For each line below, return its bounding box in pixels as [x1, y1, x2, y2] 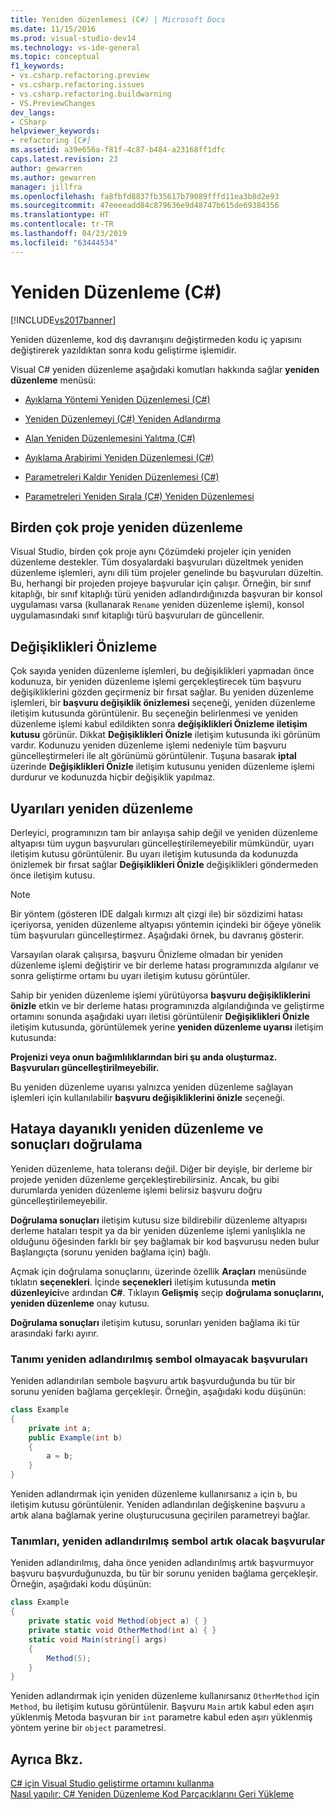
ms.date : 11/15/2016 [10, 24, 97, 34]
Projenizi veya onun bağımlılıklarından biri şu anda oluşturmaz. [10, 1051, 278, 1063]
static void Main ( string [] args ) [28, 1634, 168, 1645]
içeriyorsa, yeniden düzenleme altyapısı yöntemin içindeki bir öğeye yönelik [10, 919, 322, 930]
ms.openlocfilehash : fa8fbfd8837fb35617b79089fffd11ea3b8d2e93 [10, 191, 280, 201]
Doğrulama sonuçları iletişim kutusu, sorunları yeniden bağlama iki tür [10, 1316, 300, 1328]
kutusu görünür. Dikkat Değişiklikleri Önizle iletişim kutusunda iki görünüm [10, 729, 321, 741]
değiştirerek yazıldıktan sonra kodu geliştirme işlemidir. [10, 344, 237, 356]
